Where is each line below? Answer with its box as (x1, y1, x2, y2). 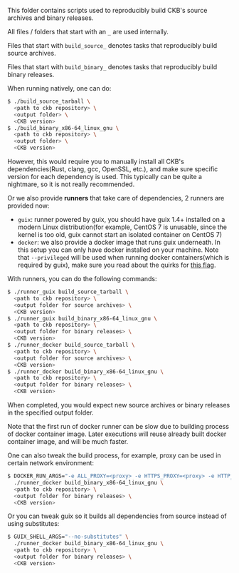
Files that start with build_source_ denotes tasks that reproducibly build (7, 41, 218, 49)
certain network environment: (7, 459, 95, 467)
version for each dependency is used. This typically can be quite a (7, 173, 203, 181)
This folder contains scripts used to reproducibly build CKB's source (7, 6, 208, 14)
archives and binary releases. (7, 14, 94, 22)
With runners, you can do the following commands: (7, 275, 157, 283)
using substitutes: (7, 519, 60, 528)
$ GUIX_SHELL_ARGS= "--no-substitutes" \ (7, 533, 129, 541)
